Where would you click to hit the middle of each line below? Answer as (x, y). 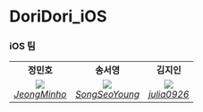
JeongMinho (40, 94)
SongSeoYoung (108, 94)
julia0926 (169, 94)
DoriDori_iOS (58, 17)
